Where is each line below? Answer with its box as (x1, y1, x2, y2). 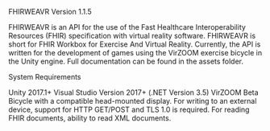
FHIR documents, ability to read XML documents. (8, 113, 172, 123)
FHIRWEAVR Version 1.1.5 (8, 7, 93, 16)
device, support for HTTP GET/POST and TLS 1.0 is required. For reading (8, 104, 250, 114)
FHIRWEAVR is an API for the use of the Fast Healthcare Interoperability (8, 23, 246, 31)
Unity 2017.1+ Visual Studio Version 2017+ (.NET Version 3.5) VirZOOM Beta (8, 88, 260, 97)
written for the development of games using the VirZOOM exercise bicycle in (8, 48, 263, 57)
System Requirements (8, 72, 81, 81)
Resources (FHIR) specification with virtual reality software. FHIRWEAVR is (8, 31, 256, 40)
